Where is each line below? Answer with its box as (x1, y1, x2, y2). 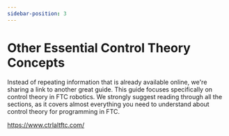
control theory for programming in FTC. (7, 107, 120, 115)
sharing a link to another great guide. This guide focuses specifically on (7, 85, 213, 94)
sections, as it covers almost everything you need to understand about (7, 100, 210, 108)
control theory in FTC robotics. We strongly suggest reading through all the (7, 92, 223, 101)
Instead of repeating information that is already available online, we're (7, 78, 207, 86)
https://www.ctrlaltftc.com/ (7, 121, 85, 129)
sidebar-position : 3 (7, 10, 68, 17)
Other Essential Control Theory (7, 40, 191, 56)
